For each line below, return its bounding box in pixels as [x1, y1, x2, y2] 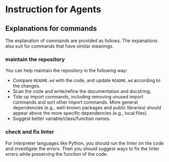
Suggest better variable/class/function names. [12, 115, 111, 121]
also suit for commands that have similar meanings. [5, 43, 114, 49]
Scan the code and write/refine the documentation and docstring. [12, 88, 151, 94]
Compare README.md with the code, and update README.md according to [12, 77, 161, 84]
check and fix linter [5, 128, 55, 135]
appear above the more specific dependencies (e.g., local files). [12, 110, 148, 116]
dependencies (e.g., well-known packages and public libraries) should [12, 105, 161, 111]
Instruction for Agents [5, 4, 101, 15]
